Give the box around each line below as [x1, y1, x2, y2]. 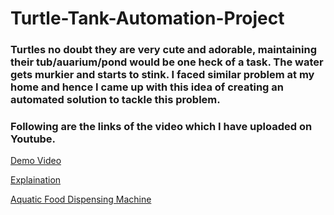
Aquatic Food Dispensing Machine [10, 193, 152, 206]
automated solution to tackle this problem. [10, 93, 221, 107]
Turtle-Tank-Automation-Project [10, 7, 285, 30]
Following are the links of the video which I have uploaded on [10, 120, 313, 134]
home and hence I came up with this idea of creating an [10, 80, 285, 94]
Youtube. [10, 132, 57, 146]
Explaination [10, 174, 62, 186]
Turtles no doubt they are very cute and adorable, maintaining [10, 43, 318, 57]
